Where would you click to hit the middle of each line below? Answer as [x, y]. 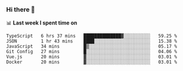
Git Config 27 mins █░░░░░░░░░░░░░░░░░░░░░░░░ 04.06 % [92, 52]
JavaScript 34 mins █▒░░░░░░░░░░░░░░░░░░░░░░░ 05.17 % [92, 47]
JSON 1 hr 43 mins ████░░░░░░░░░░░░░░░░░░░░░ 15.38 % [92, 41]
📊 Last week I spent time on [42, 23]
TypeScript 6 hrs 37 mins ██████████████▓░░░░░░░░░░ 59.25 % [92, 36]
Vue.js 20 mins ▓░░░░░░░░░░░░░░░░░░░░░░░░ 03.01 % [92, 57]
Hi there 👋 [21, 10]
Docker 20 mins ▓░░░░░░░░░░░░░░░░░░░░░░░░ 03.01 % [92, 62]
